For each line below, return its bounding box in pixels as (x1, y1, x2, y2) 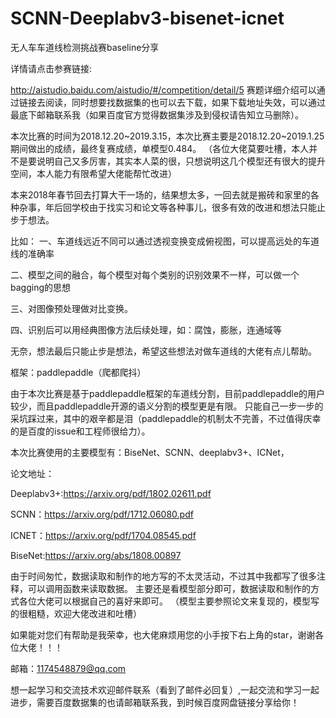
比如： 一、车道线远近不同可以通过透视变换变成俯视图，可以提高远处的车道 (10, 235, 320, 247)
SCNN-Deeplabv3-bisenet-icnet (10, 7, 285, 30)
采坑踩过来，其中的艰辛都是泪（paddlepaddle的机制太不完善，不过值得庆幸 (10, 412, 322, 424)
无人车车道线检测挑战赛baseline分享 (10, 41, 160, 53)
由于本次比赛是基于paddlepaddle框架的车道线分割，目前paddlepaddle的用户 (10, 387, 326, 399)
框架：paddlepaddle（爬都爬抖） (10, 366, 147, 378)
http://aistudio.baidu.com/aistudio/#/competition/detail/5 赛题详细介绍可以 (10, 83, 317, 96)
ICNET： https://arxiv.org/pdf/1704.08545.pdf (10, 529, 197, 541)
